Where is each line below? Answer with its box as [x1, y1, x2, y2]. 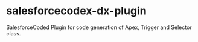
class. [6, 30, 21, 37]
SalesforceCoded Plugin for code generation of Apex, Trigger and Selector [6, 24, 192, 31]
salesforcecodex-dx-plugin [6, 4, 147, 18]
